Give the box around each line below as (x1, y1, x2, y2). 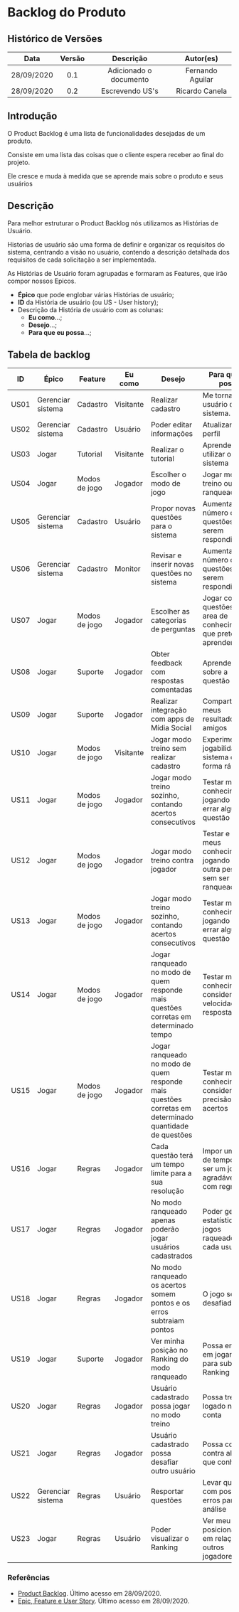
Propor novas (150, 503, 196, 513)
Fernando (185, 65, 218, 75)
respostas (150, 676, 184, 686)
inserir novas (150, 560, 194, 570)
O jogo (202, 1289, 225, 1299)
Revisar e (150, 550, 182, 560)
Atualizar (202, 420, 233, 430)
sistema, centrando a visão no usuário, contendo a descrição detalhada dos (7, 247, 230, 256)
